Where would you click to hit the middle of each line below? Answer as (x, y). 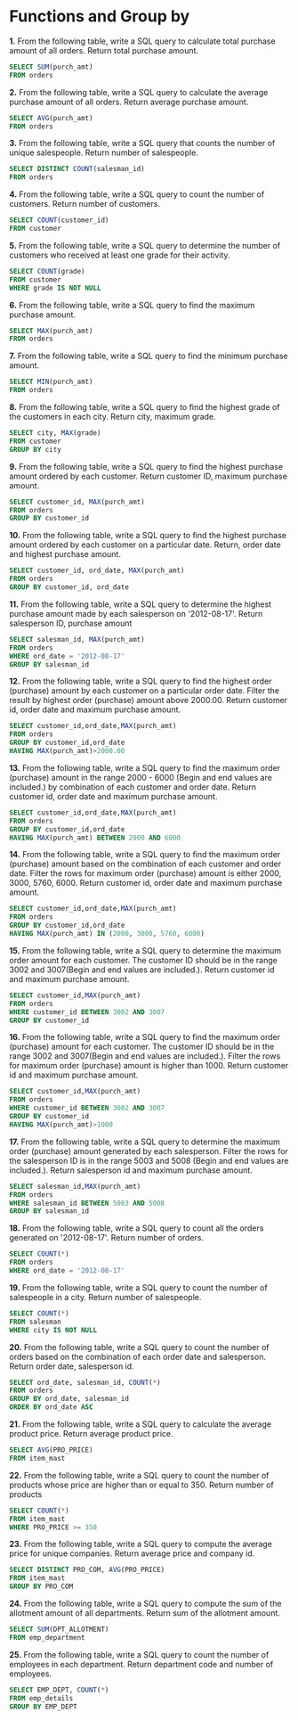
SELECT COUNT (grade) (48, 271)
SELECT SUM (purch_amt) (51, 67)
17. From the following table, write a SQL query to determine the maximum (145, 1142)
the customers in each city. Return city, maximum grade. (113, 417)
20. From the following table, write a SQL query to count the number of (139, 1347)
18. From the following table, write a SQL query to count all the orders (137, 1228)
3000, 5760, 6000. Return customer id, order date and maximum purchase (146, 883)
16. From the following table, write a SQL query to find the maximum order (145, 1037)
